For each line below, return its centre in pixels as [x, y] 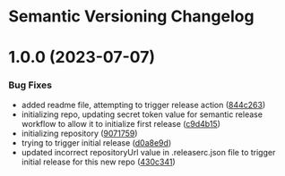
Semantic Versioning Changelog [131, 17]
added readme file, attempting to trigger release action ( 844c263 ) [143, 105]
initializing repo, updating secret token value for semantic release [142, 114]
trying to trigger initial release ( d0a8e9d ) [96, 142]
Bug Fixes [30, 85]
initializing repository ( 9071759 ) [79, 133]
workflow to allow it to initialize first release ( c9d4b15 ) [121, 123]
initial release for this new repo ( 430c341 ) [98, 162]
